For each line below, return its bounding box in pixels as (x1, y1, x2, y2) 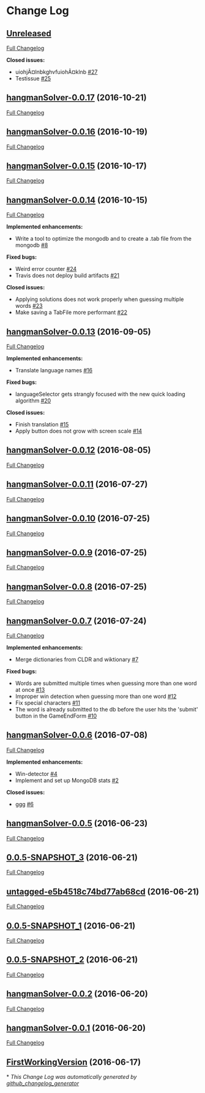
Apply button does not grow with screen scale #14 (15, 428, 143, 435)
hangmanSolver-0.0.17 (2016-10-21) (6, 93, 147, 103)
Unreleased (6, 28, 52, 39)
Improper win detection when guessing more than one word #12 (15, 692, 177, 700)
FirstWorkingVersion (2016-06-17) (6, 1057, 141, 1067)
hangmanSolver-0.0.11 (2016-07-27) (6, 479, 148, 490)
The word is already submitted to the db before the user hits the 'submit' (15, 705, 198, 713)
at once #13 (15, 686, 45, 693)
